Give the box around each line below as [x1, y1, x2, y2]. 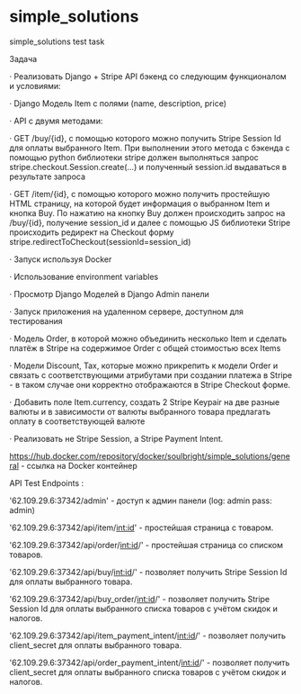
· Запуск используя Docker [9, 254, 112, 265]
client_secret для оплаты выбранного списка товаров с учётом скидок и [9, 666, 287, 677]
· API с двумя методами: [9, 115, 103, 126]
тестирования [9, 315, 63, 326]
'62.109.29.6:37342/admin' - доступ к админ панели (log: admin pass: [9, 495, 272, 506]
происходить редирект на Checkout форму [9, 227, 174, 238]
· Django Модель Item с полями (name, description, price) [9, 97, 227, 109]
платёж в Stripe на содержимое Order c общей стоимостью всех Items [9, 342, 281, 353]
